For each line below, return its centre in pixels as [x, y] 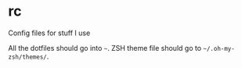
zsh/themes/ [27, 57]
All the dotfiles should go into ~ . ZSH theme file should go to [105, 48]
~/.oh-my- [219, 48]
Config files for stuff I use [49, 33]
